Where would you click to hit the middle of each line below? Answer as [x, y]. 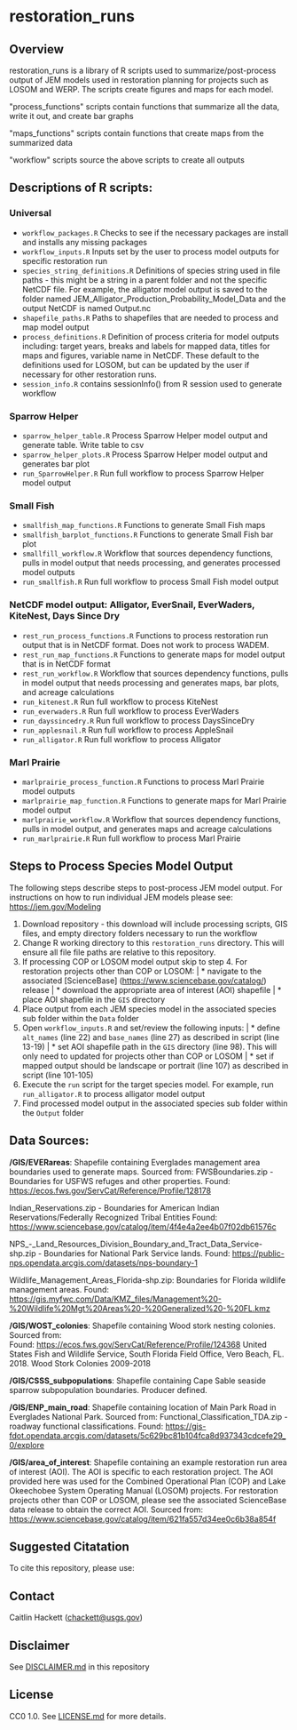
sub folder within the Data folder [80, 1018]
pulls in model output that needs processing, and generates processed [151, 563]
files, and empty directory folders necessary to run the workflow [140, 933]
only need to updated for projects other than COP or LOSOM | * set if [148, 1056]
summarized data [41, 143]
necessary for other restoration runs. [89, 374]
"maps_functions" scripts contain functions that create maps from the [137, 133]
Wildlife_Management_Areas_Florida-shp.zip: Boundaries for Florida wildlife [148, 1280]
